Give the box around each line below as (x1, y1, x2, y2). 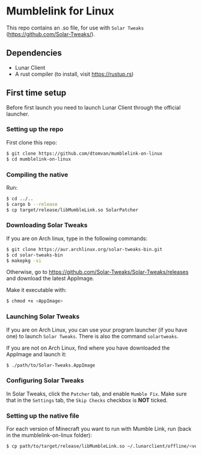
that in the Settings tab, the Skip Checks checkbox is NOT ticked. (6, 396, 168, 404)
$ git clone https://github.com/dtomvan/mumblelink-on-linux (6, 150, 163, 156)
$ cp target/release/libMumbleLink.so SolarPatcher (6, 206, 138, 213)
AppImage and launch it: (6, 350, 67, 357)
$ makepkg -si (6, 258, 42, 264)
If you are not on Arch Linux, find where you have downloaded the (6, 344, 170, 351)
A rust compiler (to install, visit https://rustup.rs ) (14, 70, 134, 78)
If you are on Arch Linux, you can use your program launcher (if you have (6, 326, 188, 333)
